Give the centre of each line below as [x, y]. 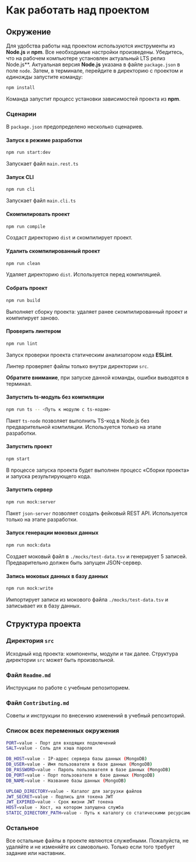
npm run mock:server [31, 502]
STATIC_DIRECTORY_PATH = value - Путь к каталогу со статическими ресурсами [99, 813]
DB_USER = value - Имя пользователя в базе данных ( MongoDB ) [79, 764]
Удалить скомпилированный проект [53, 251]
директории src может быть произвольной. [60, 660]
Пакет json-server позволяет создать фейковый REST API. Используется [97, 513]
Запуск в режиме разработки [44, 140]
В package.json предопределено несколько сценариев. [75, 127]
